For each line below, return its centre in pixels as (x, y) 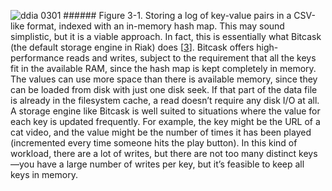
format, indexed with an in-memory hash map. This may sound (155, 26)
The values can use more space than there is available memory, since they (164, 79)
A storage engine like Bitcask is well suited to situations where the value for (165, 111)
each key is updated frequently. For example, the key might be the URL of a (165, 121)
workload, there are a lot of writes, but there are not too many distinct (153, 153)
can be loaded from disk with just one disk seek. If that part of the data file (164, 89)
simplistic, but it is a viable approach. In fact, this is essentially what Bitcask (166, 36)
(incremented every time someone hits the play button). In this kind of (154, 143)
